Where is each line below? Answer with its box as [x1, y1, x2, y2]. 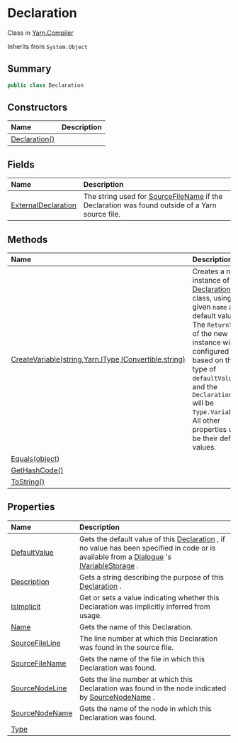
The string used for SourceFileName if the [83, 192, 223, 202]
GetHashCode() [11, 465, 64, 475]
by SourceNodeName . [79, 692, 155, 702]
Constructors [7, 102, 68, 114]
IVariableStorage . [79, 560, 139, 570]
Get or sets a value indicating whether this [79, 592, 220, 602]
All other [192, 416, 221, 425]
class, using [192, 293, 232, 303]
